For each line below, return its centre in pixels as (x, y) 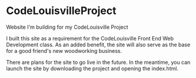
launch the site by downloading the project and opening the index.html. (92, 68)
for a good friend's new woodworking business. (64, 50)
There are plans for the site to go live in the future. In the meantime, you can (98, 62)
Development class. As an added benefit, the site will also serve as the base (98, 45)
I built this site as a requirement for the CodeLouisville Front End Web (90, 38)
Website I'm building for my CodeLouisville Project (67, 27)
